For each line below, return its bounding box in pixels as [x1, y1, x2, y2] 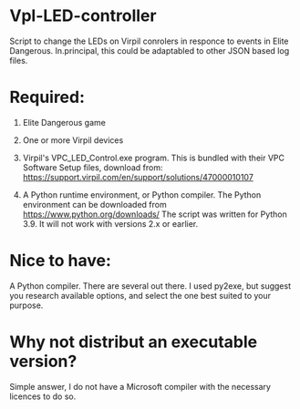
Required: [9, 87, 85, 107]
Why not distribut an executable [9, 332, 258, 352]
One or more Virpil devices [22, 134, 124, 146]
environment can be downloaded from [22, 199, 167, 210]
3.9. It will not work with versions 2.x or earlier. [22, 218, 199, 229]
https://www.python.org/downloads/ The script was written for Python [22, 209, 287, 220]
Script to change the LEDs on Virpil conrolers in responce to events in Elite [9, 36, 289, 46]
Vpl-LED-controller [9, 5, 157, 26]
